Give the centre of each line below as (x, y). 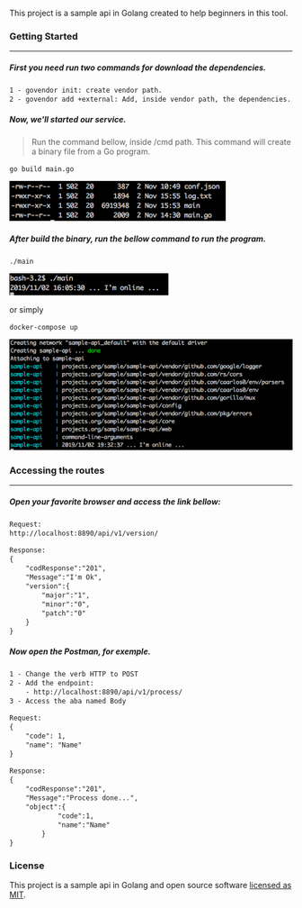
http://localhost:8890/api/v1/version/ (84, 534)
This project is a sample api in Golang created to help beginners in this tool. (149, 13)
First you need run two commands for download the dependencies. (138, 68)
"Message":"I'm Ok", (64, 577)
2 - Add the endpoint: (52, 684)
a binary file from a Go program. (91, 151)
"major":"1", (66, 595)
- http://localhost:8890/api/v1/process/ (104, 693)
